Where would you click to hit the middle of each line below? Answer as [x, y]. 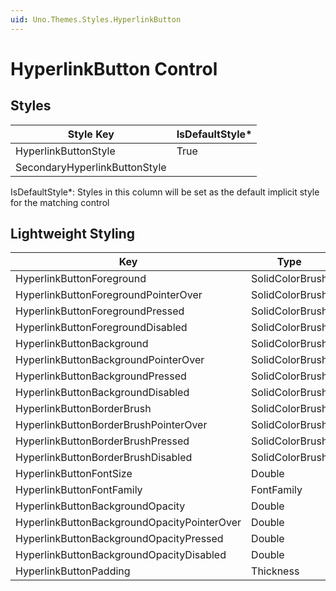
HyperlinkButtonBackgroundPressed [101, 376]
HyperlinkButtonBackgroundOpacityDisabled [121, 555]
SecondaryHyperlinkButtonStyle [91, 167]
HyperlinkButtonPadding [73, 571]
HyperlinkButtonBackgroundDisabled [102, 393]
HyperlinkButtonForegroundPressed [100, 311]
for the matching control [60, 202]
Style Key [91, 134]
